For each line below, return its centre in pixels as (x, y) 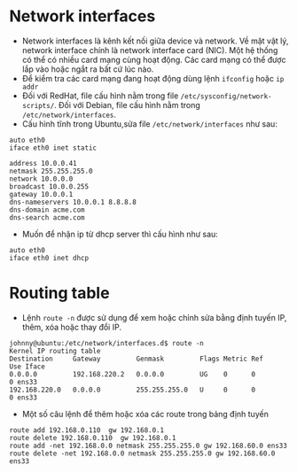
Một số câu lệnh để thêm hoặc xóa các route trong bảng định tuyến (145, 414)
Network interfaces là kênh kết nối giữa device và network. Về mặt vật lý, (155, 41)
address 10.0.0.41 (43, 163)
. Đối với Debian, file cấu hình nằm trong (128, 105)
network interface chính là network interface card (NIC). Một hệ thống (150, 50)
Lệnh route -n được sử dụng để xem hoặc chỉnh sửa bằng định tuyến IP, (154, 317)
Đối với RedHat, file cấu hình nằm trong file (100, 96)
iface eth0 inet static (53, 148)
